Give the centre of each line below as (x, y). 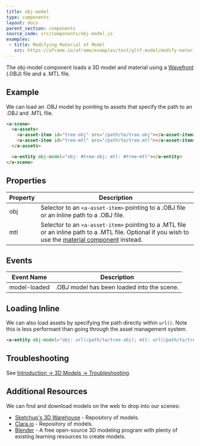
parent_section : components (41, 28)
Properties (26, 181)
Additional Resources (47, 392)
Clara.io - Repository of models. (54, 423)
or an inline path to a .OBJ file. (83, 215)
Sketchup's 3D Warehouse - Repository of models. (77, 417)
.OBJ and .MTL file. (30, 113)
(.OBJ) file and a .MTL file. (38, 73)
